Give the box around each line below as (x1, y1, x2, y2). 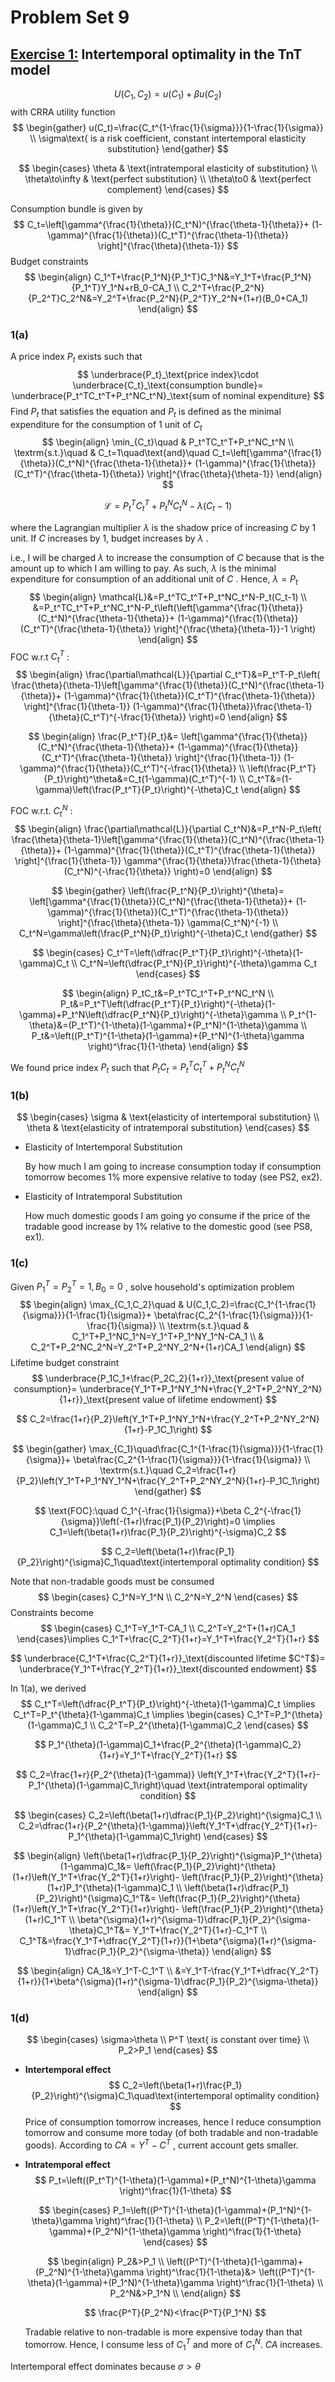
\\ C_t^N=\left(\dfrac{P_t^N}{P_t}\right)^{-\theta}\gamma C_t (71, 957, 318, 969)
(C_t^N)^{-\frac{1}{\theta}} (63, 865, 172, 877)
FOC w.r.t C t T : (10, 649, 70, 665)
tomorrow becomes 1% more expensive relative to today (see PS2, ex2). (24, 1171, 323, 1183)
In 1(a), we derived (10, 1682, 87, 1695)
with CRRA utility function (10, 106, 116, 118)
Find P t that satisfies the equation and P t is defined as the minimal (10, 405, 282, 420)
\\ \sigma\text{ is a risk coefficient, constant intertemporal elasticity (29, 132, 307, 144)
